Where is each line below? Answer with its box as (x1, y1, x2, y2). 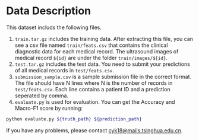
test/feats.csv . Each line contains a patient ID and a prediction (14, 85, 170, 93)
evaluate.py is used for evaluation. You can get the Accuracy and (14, 98, 175, 105)
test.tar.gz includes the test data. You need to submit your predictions (14, 61, 190, 68)
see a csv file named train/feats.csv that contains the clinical (14, 42, 168, 49)
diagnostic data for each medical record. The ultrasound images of (14, 47, 179, 55)
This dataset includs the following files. (6, 24, 102, 31)
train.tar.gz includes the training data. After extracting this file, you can (14, 35, 194, 42)
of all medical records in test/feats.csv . (14, 66, 115, 74)
